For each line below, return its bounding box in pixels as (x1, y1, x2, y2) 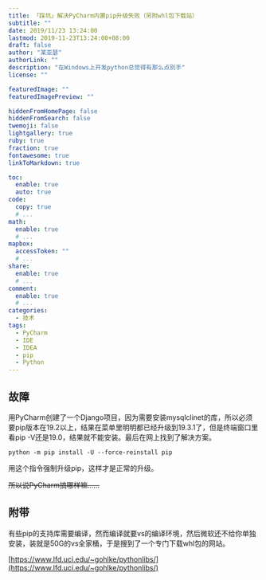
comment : (8, 284, 37, 292)
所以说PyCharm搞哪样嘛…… (8, 480, 100, 490)
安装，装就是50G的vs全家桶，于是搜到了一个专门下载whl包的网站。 (8, 539, 229, 548)
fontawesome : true (8, 151, 69, 159)
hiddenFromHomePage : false (8, 107, 98, 116)
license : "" (8, 71, 48, 79)
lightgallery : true (8, 129, 73, 138)
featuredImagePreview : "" (8, 92, 94, 100)
